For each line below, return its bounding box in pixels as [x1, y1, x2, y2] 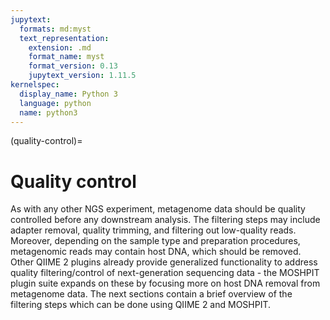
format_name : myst [28, 52, 105, 62]
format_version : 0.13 [28, 61, 118, 71]
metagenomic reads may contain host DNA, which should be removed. [10, 246, 302, 258]
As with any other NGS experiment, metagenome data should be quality [10, 203, 306, 215]
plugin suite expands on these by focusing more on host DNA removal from [10, 277, 321, 290]
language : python [19, 98, 92, 108]
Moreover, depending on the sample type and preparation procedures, [10, 235, 301, 247]
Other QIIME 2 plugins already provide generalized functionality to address [10, 256, 318, 268]
